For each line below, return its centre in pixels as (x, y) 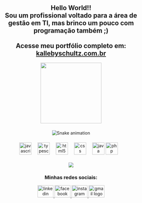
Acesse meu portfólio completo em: (71, 46)
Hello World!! (71, 8)
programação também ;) (71, 31)
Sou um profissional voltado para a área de (71, 16)
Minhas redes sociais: (71, 177)
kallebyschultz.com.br (71, 54)
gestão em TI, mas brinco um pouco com (71, 23)
